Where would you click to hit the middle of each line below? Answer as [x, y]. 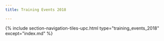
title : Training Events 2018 [36, 10]
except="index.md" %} [29, 33]
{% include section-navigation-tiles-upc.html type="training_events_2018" [82, 28]
